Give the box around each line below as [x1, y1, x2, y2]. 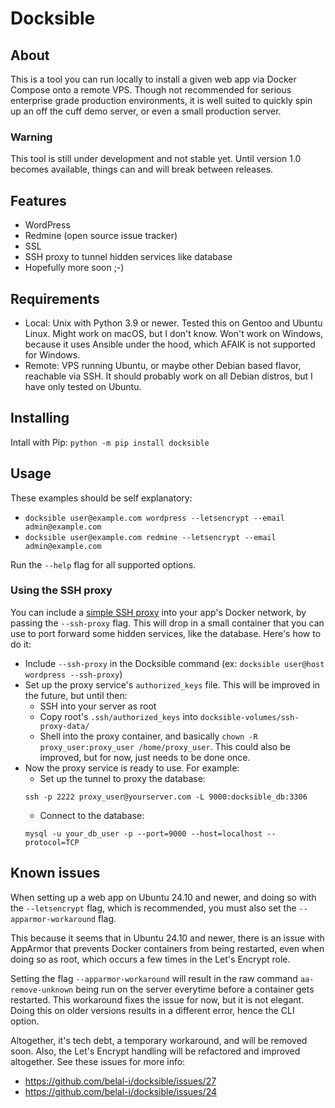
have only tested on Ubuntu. [24, 380, 142, 392]
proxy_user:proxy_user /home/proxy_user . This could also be [39, 740, 291, 752]
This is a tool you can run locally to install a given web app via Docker [10, 73, 297, 85]
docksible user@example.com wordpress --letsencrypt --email [24, 513, 286, 523]
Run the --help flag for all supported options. [10, 558, 197, 571]
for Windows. [24, 348, 81, 361]
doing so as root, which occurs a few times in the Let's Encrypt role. [10, 953, 291, 965]
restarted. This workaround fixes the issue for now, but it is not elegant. [10, 993, 305, 1006]
